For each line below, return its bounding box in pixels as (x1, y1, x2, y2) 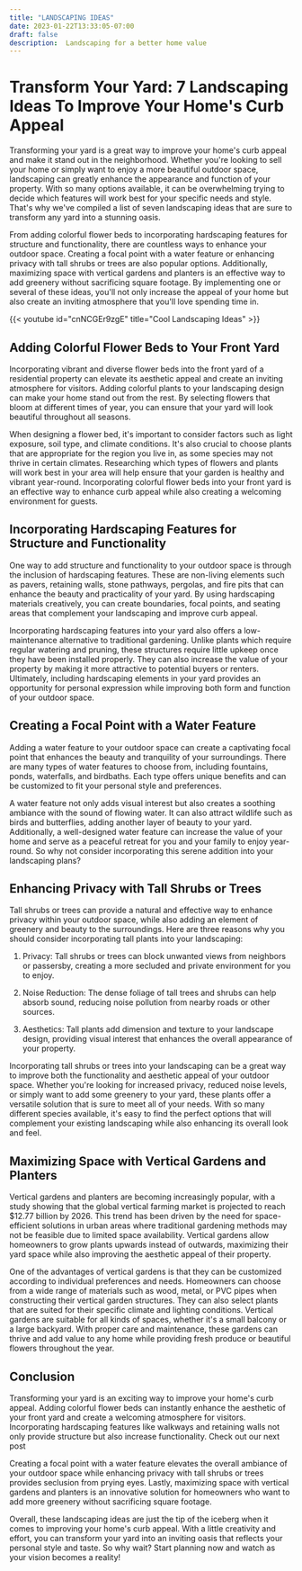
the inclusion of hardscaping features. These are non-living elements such (9, 569, 285, 580)
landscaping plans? (9, 855, 81, 866)
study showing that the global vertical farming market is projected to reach (9, 1201, 286, 1212)
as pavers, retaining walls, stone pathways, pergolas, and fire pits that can (9, 579, 285, 589)
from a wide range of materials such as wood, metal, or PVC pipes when (9, 1286, 277, 1297)
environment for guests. (9, 496, 99, 507)
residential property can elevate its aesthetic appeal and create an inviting (9, 373, 283, 383)
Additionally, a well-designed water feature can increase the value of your (9, 826, 283, 837)
